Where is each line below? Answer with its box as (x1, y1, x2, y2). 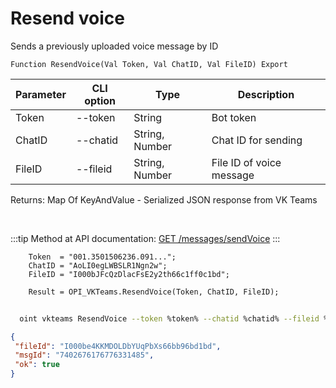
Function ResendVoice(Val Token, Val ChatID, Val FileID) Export (10, 59, 288, 69)
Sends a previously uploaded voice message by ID (10, 40, 219, 52)
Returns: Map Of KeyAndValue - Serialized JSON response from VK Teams (10, 193, 318, 206)
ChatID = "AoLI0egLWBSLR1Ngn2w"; (28, 260, 168, 271)
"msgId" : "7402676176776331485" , (14, 350, 155, 361)
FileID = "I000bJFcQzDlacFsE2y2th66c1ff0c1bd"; (28, 269, 230, 279)
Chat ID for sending (211, 133, 303, 147)
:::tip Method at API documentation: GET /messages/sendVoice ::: (10, 232, 281, 244)
